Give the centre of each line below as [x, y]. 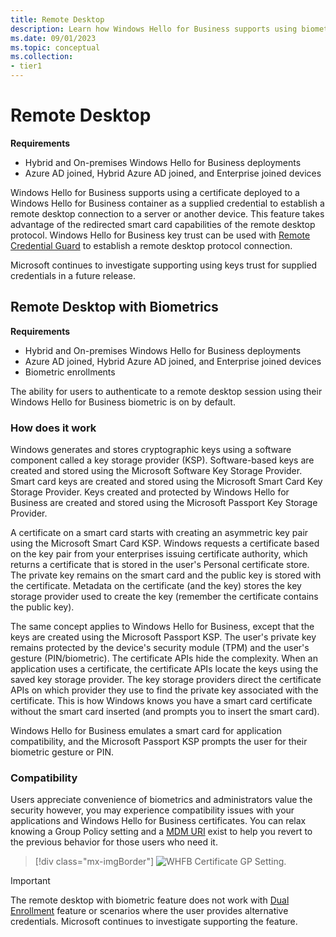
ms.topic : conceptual [55, 47]
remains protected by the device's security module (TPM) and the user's [160, 648]
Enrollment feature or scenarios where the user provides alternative [149, 911]
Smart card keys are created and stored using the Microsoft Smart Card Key [166, 482]
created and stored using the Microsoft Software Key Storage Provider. [156, 471]
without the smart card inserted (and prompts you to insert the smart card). [165, 712]
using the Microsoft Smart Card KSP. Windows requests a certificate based [165, 543]
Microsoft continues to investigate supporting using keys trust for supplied [163, 265]
